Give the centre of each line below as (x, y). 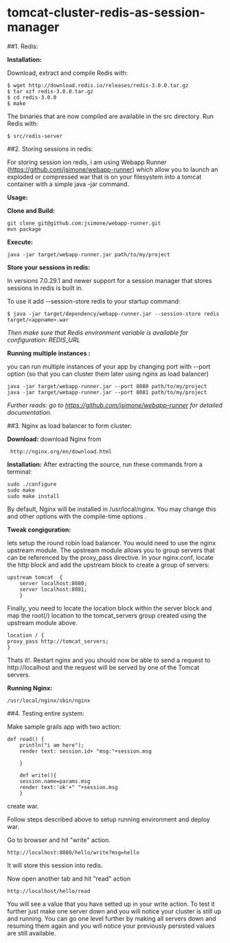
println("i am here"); (52, 745)
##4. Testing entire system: (46, 713)
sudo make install (33, 496)
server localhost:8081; (54, 589)
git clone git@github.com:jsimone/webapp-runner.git (84, 223)
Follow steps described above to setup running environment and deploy (109, 819)
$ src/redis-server (35, 136)
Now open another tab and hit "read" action (69, 878)
